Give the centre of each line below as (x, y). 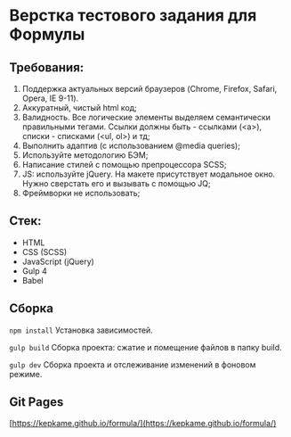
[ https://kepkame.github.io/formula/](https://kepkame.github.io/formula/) (143, 424)
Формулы (47, 34)
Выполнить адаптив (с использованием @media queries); (131, 145)
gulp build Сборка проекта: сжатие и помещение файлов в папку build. (145, 347)
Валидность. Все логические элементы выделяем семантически (146, 117)
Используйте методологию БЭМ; (85, 155)
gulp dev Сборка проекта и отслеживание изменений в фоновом (133, 364)
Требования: (47, 67)
